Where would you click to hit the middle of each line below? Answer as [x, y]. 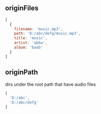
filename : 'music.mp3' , [39, 29]
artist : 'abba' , [31, 43]
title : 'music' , [31, 38]
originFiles [22, 8]
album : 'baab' [28, 48]
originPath [22, 72]
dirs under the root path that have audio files [50, 84]
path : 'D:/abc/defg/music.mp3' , [47, 34]
